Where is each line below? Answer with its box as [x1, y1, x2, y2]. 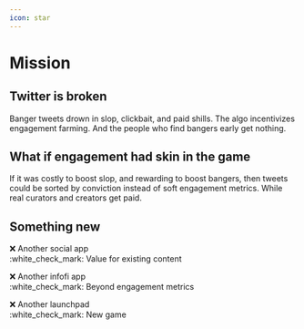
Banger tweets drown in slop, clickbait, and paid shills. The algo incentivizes [9, 113, 296, 124]
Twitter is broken [9, 88, 107, 105]
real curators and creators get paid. [9, 192, 143, 203]
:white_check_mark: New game [9, 309, 127, 320]
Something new [9, 219, 101, 234]
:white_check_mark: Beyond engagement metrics [9, 282, 195, 293]
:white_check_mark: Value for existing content [9, 253, 182, 264]
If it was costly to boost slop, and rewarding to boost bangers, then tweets [9, 173, 289, 184]
